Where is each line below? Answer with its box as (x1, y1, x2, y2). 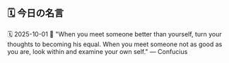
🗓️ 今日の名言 (7, 7, 64, 20)
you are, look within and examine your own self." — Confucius (7, 47, 188, 55)
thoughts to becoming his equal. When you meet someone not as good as (7, 40, 223, 48)
